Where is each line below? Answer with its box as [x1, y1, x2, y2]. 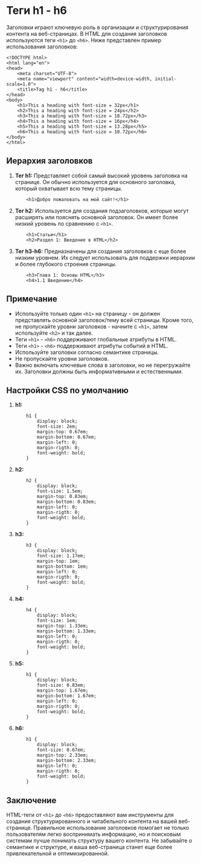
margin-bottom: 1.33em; [37, 628, 97, 634]
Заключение [6, 795, 57, 806]
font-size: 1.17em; [37, 553, 86, 559]
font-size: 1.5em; [37, 488, 83, 494]
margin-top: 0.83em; [37, 494, 89, 500]
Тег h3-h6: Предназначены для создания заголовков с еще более [14, 248, 187, 255]
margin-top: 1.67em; [37, 687, 89, 694]
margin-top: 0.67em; [37, 429, 89, 435]
